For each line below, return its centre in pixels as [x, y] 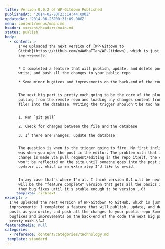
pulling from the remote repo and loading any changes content [84, 100]
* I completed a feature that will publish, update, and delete [85, 69]
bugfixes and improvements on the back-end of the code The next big [82, 216]
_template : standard [26, 239]
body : [11, 37]
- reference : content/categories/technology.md [59, 235]
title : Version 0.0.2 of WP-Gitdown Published [54, 10]
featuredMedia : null [26, 225]
